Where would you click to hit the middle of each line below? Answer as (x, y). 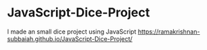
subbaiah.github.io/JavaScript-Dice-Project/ (70, 38)
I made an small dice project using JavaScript (72, 32)
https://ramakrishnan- (169, 32)
